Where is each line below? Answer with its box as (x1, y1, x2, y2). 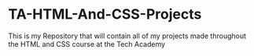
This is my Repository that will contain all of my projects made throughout (8, 31, 246, 40)
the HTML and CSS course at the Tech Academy (8, 39, 166, 48)
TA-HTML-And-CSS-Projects (8, 5, 202, 23)
